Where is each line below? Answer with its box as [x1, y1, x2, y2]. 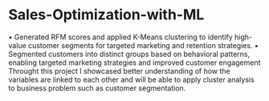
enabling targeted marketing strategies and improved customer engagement [8, 58, 261, 67]
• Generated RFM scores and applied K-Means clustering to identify [8, 32, 233, 42]
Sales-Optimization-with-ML [8, 6, 205, 24]
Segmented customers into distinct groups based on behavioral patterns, [8, 49, 251, 59]
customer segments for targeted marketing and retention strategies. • [27, 40, 259, 50]
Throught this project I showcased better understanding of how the [8, 66, 230, 75]
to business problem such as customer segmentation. [8, 83, 186, 93]
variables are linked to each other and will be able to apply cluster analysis [8, 75, 255, 84]
